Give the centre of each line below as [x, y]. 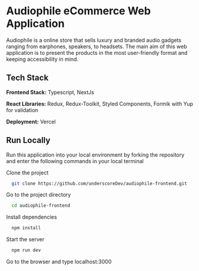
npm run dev [26, 250]
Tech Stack [27, 78]
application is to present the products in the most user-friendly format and [97, 52]
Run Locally [28, 140]
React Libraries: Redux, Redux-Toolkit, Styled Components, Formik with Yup [100, 104]
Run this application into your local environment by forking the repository [95, 155]
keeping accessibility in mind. [42, 59]
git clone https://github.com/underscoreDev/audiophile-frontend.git [99, 183]
